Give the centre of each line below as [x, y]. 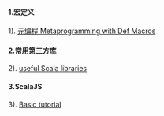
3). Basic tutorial [35, 104]
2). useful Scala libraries [48, 69]
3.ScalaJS [25, 86]
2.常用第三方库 [32, 51]
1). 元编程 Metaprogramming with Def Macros [82, 31]
